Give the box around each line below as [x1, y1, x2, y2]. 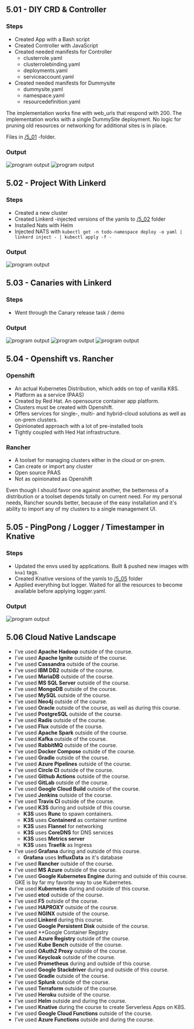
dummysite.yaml [23, 85, 63, 93]
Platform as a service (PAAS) [14, 391, 85, 398]
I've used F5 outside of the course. [14, 898, 99, 905]
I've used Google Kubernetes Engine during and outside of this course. [14, 872, 188, 879]
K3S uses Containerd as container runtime [23, 816, 127, 824]
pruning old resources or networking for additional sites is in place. [6, 122, 168, 129]
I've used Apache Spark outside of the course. [14, 729, 128, 736]
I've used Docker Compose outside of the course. [14, 748, 136, 755]
